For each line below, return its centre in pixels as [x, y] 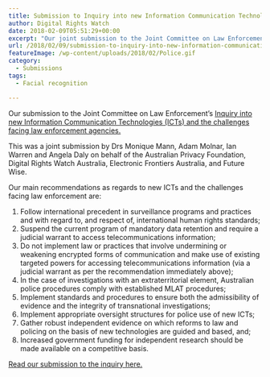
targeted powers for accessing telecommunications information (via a [135, 263]
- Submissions [39, 68]
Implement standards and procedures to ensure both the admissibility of [139, 297]
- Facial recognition [52, 83]
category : [25, 61]
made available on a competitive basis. [84, 348]
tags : [17, 76]
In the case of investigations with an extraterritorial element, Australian [137, 280]
